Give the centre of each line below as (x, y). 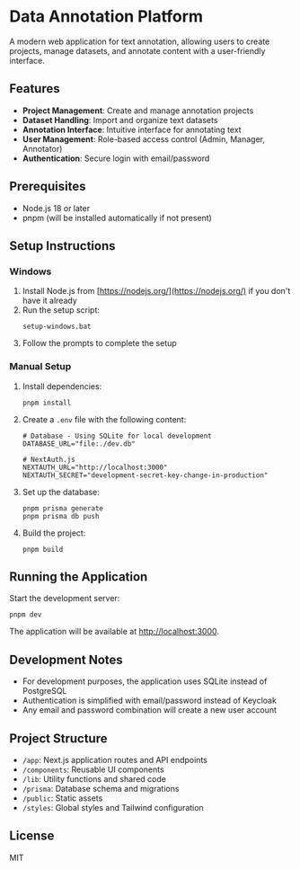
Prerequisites (48, 186)
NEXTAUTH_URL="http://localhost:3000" (95, 467)
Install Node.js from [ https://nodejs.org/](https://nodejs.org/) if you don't (156, 291)
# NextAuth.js (49, 459)
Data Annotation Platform (106, 17)
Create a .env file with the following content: (104, 419)
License (32, 836)
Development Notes (66, 659)
